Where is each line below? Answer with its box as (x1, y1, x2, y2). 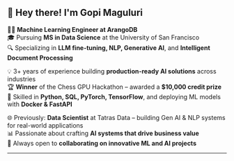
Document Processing (7, 53, 73, 62)
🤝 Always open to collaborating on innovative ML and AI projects (7, 139, 197, 147)
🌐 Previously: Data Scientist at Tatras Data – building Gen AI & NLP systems (7, 113, 226, 121)
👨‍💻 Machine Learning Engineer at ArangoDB (7, 25, 138, 33)
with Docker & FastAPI (7, 100, 73, 108)
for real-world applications (7, 121, 84, 129)
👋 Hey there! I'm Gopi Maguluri (7, 7, 143, 19)
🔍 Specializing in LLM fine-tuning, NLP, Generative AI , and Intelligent (7, 43, 210, 52)
